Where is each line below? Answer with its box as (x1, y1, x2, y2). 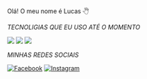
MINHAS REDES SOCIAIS (7, 51, 79, 59)
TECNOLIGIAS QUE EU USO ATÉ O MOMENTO (7, 23, 141, 31)
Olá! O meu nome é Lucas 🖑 (7, 7, 89, 15)
